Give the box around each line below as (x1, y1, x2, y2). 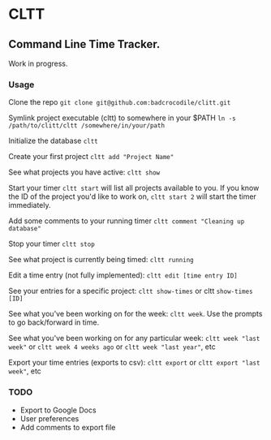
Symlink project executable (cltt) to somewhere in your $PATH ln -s (8, 113, 237, 123)
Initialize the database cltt (8, 136, 99, 146)
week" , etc (8, 366, 42, 376)
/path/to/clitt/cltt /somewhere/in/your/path (8, 122, 165, 130)
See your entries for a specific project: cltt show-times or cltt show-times (8, 286, 253, 296)
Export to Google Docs (19, 405, 97, 415)
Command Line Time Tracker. (8, 37, 161, 51)
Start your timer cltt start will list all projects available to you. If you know (8, 183, 260, 193)
